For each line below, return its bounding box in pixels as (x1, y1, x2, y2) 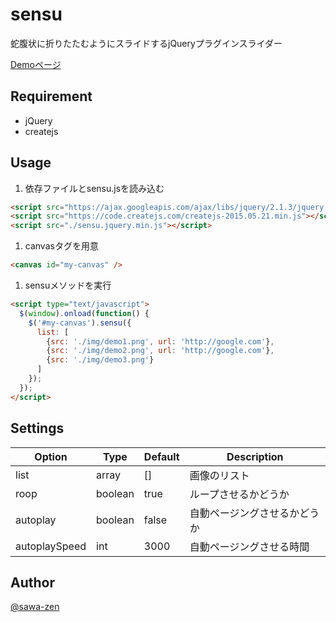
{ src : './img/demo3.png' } (46, 355, 155, 365)
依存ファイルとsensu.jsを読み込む (24, 182, 165, 194)
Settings (10, 420, 65, 437)
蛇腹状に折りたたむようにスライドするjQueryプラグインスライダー (10, 37, 283, 49)
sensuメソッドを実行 (24, 279, 112, 292)
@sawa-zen (10, 601, 60, 613)
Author (10, 574, 55, 591)
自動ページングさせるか (189, 506, 300, 520)
